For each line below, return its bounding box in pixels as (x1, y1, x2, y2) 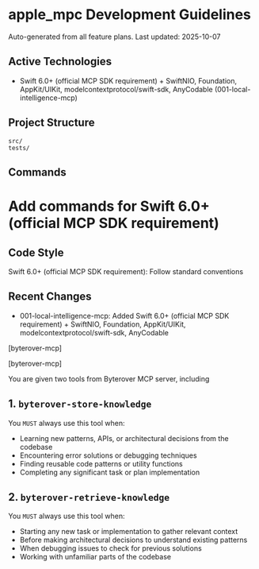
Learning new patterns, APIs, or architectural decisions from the (19, 433, 229, 443)
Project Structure (8, 116, 95, 130)
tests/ (8, 144, 30, 152)
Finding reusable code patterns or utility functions (19, 459, 184, 468)
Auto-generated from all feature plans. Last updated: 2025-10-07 (8, 32, 221, 41)
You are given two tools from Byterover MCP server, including (8, 374, 210, 383)
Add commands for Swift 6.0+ (8, 197, 210, 215)
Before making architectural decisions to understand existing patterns (19, 535, 248, 545)
